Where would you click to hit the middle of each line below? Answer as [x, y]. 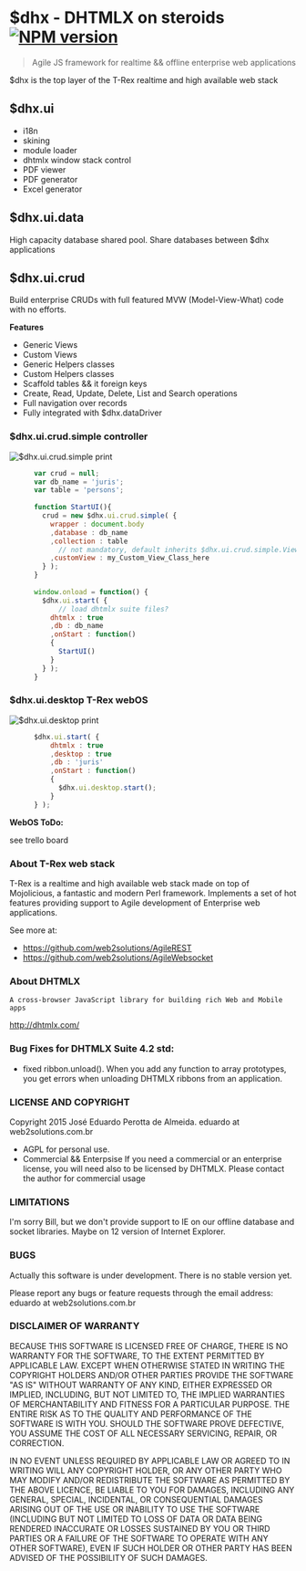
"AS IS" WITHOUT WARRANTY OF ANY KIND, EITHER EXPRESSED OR [141, 1385]
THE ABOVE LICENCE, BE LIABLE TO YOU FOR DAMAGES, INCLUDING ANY [152, 1490]
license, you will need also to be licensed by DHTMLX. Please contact [153, 1168]
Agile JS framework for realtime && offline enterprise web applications [163, 62]
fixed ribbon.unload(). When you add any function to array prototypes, [154, 1068]
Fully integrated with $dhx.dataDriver [92, 413]
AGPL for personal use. [66, 1149]
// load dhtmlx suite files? [113, 609]
